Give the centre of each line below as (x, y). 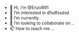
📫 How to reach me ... (32, 28)
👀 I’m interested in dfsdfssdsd (39, 13)
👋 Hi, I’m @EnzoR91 (29, 8)
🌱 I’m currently (24, 18)
